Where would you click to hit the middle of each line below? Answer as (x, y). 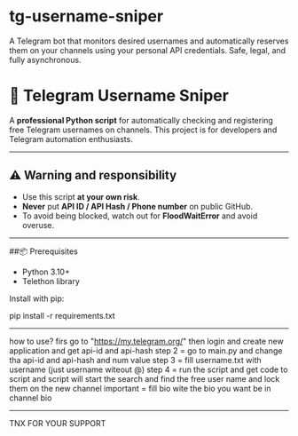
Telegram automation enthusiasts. (71, 139)
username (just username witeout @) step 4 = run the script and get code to (149, 369)
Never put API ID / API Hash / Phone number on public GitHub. (137, 206)
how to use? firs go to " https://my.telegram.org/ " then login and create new (146, 341)
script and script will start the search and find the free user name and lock (145, 378)
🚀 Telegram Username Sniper (119, 96)
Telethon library (51, 281)
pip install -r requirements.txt (62, 315)
